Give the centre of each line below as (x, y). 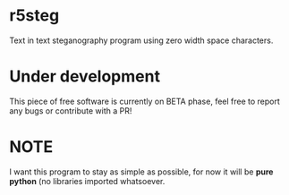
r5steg (34, 16)
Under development (85, 76)
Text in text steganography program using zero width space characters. (141, 40)
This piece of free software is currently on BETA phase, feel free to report (144, 101)
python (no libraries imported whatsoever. (87, 181)
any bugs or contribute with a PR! (71, 110)
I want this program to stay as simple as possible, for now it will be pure (141, 172)
